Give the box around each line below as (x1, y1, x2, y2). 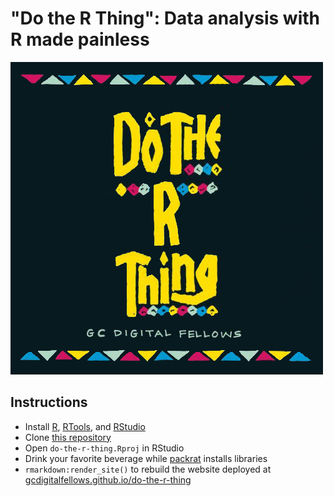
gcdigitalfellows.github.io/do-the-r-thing (24, 473, 192, 486)
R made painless (10, 28, 150, 51)
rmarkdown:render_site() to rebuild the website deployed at (24, 463, 272, 475)
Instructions (10, 394, 88, 411)
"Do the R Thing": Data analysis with (10, 7, 320, 30)
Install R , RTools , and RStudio (24, 420, 146, 432)
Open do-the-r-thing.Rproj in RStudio (24, 442, 185, 454)
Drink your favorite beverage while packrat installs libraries (24, 452, 268, 464)
